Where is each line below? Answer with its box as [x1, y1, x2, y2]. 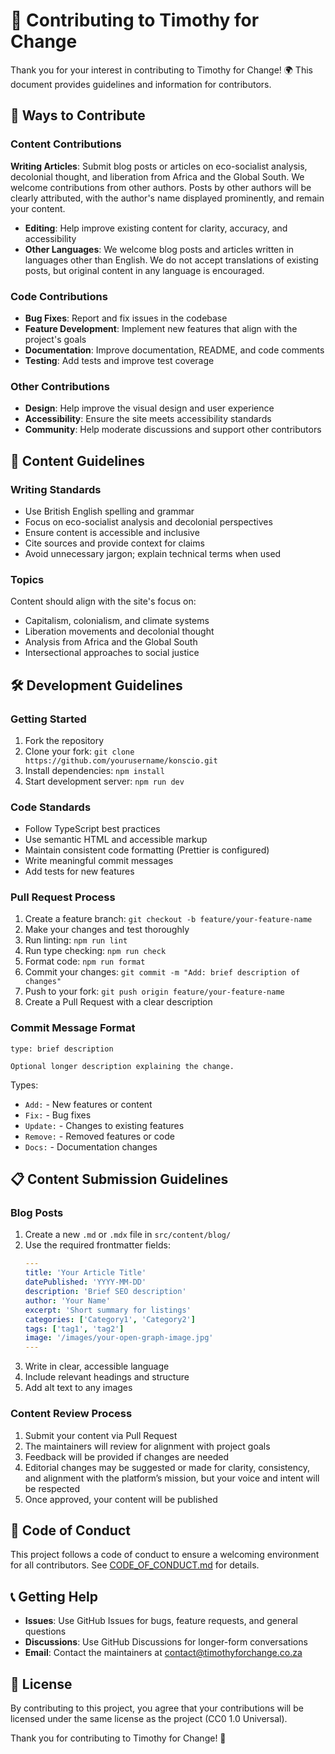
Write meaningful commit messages [24, 855, 174, 867]
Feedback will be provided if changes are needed [24, 1450, 229, 1463]
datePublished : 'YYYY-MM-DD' [24, 1277, 147, 1288]
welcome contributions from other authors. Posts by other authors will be [10, 181, 312, 193]
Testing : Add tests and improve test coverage [24, 354, 215, 366]
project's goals [24, 333, 87, 345]
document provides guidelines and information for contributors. [10, 78, 272, 90]
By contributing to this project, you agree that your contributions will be [10, 1702, 304, 1714]
